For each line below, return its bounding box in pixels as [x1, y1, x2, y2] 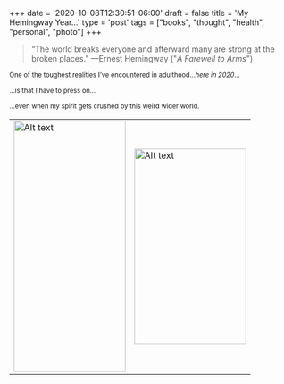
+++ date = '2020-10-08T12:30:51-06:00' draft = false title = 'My [9, 8, 249, 18]
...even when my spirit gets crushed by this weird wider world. [9, 102, 200, 111]
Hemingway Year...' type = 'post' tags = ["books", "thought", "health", [9, 17, 265, 28]
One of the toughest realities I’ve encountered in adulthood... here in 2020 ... [9, 71, 241, 79]
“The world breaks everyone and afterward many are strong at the [30, 44, 275, 54]
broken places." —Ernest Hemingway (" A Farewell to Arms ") [30, 54, 254, 63]
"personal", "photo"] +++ [9, 27, 102, 37]
